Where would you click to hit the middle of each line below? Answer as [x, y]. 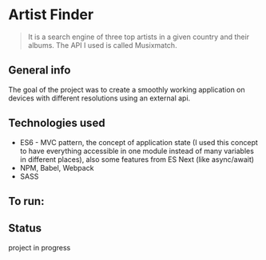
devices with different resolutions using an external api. [99, 98]
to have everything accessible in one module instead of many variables [137, 151]
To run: [26, 201]
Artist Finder [51, 15]
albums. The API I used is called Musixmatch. [102, 45]
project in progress [40, 247]
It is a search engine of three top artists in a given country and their [139, 37]
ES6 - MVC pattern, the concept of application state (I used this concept [139, 142]
